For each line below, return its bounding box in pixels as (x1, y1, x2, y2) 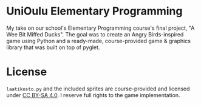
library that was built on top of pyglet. (6, 44, 100, 51)
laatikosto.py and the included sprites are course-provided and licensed (6, 85, 190, 92)
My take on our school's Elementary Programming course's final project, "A (6, 24, 195, 32)
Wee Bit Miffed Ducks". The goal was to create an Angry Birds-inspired (6, 30, 184, 38)
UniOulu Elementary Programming (6, 4, 183, 18)
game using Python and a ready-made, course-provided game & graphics (6, 37, 191, 44)
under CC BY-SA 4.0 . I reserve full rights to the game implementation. (6, 91, 180, 98)
